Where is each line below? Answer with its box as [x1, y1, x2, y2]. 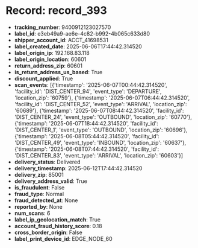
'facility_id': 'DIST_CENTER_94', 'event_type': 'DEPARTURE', [14, 87, 162, 95]
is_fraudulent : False [14, 183, 65, 191]
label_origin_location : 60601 [14, 56, 87, 63]
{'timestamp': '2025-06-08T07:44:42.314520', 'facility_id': [14, 145, 159, 153]
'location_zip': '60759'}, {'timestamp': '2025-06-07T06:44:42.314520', [14, 94, 190, 101]
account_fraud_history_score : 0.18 [14, 222, 103, 229]
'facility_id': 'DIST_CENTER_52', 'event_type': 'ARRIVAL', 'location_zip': [14, 100, 187, 107]
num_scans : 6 [14, 209, 51, 217]
